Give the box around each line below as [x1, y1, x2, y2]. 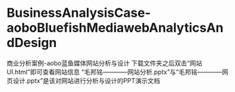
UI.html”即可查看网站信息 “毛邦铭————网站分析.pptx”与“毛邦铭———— [6, 67, 222, 76]
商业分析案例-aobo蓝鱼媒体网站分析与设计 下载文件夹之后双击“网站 [6, 58, 202, 67]
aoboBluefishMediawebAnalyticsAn [6, 20, 224, 36]
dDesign [6, 35, 57, 51]
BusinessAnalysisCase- [6, 5, 151, 21]
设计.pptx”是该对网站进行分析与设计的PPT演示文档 [12, 76, 161, 85]
